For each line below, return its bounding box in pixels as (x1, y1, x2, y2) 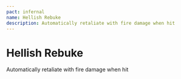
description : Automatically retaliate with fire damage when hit (6, 20, 175, 26)
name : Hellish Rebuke (6, 14, 61, 21)
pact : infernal (6, 8, 45, 15)
